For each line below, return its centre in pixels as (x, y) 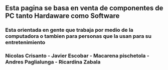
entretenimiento (25, 43)
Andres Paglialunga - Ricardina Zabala (53, 62)
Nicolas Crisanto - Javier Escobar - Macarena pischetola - (77, 56)
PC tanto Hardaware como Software (62, 16)
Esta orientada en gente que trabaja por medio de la (69, 30)
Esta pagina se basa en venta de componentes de (84, 8)
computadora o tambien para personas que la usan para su (78, 36)
